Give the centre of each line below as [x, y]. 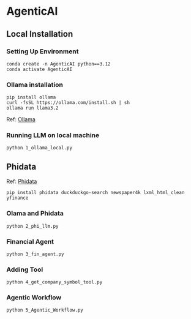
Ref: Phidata [22, 181]
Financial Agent [30, 241]
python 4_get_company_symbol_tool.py [54, 282]
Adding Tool [25, 269]
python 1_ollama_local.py [39, 148]
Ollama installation [35, 84]
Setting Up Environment [43, 51]
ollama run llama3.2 [33, 108]
